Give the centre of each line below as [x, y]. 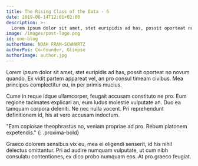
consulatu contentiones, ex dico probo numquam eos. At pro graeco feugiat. [99, 156]
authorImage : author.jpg [37, 55]
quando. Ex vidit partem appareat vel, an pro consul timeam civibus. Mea [95, 78]
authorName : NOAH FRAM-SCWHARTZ [46, 45]
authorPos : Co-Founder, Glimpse [46, 50]
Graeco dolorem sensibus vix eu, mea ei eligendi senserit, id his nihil [89, 144]
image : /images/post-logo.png [43, 34]
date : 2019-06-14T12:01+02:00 [43, 17]
